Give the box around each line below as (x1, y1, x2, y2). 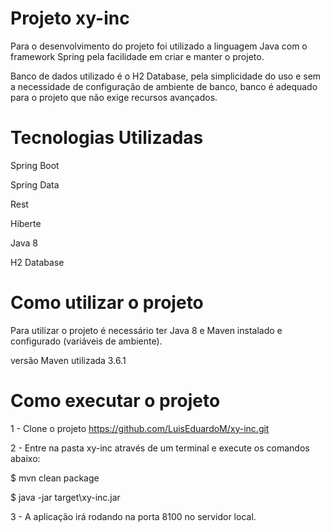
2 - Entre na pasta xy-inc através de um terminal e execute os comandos (10, 442, 310, 454)
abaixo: (10, 452, 41, 464)
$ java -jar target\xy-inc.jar (10, 491, 121, 503)
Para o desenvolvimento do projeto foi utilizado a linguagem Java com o (10, 40, 308, 52)
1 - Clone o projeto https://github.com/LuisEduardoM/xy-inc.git (10, 422, 270, 434)
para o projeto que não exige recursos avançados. (10, 91, 218, 103)
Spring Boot (10, 159, 60, 171)
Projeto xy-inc (10, 7, 130, 30)
